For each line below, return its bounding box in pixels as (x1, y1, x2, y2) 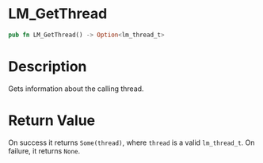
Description (8, 58, 87, 75)
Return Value (8, 112, 96, 129)
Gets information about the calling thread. (8, 84, 144, 93)
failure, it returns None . (8, 146, 81, 155)
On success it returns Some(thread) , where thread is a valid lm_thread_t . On (8, 138, 255, 147)
